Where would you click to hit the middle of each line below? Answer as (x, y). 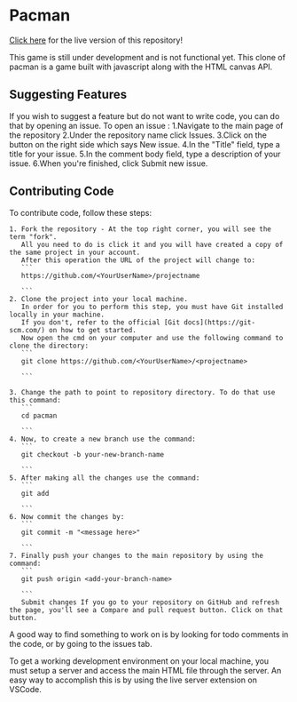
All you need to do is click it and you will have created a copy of (152, 244)
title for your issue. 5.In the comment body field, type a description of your (145, 154)
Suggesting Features (68, 95)
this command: (35, 400)
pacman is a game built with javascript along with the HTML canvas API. (141, 67)
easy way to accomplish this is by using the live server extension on (133, 680)
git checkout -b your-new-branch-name (93, 454)
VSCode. (26, 689)
